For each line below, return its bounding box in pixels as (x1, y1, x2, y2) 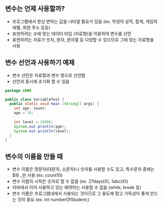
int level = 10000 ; (14, 119, 54, 124)
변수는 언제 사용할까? (5, 4, 65, 13)
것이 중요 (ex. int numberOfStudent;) (17, 197, 90, 203)
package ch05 (5, 88, 32, 93)
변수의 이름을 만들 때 (5, 152, 63, 161)
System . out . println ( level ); (14, 129, 71, 133)
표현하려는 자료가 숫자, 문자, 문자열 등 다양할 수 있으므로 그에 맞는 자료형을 (12, 37, 154, 42)
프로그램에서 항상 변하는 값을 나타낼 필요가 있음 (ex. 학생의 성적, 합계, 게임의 (12, 19, 158, 24)
